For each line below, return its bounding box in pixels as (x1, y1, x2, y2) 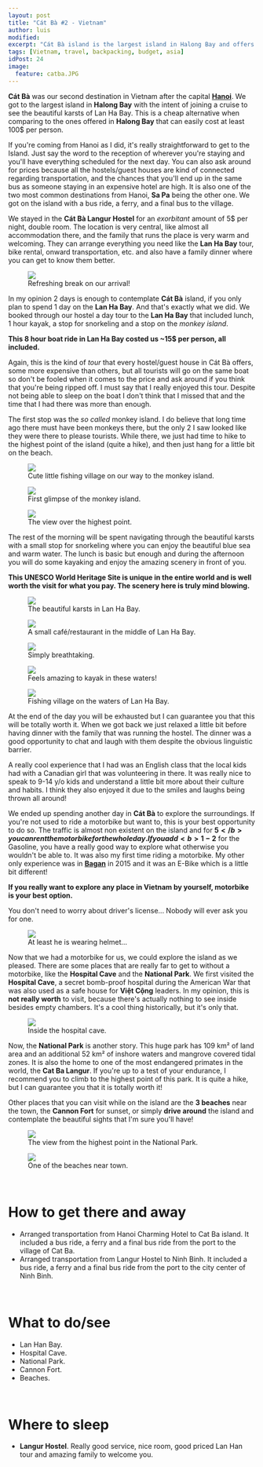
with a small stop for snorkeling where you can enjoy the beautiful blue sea (8, 540, 251, 550)
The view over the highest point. (27, 517, 132, 526)
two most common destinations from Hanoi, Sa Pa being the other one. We (8, 190, 250, 199)
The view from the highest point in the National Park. (27, 1137, 199, 1147)
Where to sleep (8, 1415, 110, 1433)
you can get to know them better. (8, 255, 115, 265)
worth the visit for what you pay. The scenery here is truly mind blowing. (8, 580, 250, 590)
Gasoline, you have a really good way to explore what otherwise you (8, 842, 229, 851)
